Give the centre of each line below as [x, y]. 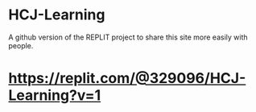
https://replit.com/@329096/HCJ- [127, 79]
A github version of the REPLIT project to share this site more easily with [128, 37]
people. [21, 45]
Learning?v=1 [55, 95]
